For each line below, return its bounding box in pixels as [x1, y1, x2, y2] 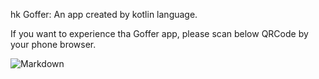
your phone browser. [10, 39, 97, 50]
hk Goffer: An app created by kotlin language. [10, 9, 198, 20]
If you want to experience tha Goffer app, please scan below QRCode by [10, 28, 309, 39]
